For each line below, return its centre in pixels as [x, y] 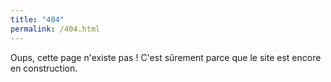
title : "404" [37, 19]
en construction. [44, 68]
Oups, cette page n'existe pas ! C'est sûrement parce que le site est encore [166, 57]
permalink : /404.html [55, 29]
